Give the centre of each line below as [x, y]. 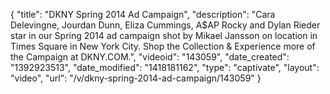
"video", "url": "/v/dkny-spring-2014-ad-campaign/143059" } [136, 78]
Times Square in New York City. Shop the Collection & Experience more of [163, 46]
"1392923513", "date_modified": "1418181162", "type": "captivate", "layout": [165, 67]
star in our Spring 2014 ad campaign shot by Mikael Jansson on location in [164, 35]
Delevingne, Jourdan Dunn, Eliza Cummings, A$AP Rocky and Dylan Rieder [165, 25]
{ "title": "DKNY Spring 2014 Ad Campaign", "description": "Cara [143, 14]
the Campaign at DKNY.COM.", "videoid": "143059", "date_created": [150, 57]
